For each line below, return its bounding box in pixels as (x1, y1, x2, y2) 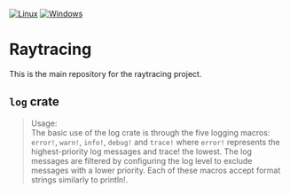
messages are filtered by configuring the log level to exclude (30, 155, 253, 166)
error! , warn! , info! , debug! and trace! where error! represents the (30, 136, 281, 147)
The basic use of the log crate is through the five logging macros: (30, 127, 270, 137)
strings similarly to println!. (30, 174, 129, 185)
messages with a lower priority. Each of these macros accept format (30, 165, 281, 175)
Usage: (30, 118, 58, 128)
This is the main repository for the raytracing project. (9, 68, 202, 79)
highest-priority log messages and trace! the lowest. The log (30, 146, 253, 157)
